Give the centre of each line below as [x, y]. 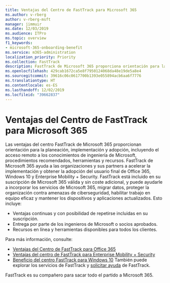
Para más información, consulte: [39, 239]
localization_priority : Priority [40, 57]
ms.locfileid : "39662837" [32, 95]
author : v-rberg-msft [28, 19]
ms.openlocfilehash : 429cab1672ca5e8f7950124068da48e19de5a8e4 [73, 71]
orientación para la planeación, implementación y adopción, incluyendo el [82, 150]
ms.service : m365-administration [40, 52]
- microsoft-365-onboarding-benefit [44, 48]
